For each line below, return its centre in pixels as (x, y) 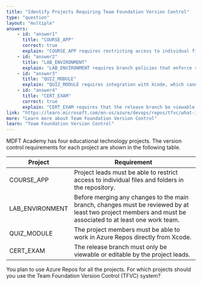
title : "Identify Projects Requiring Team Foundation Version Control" (98, 12)
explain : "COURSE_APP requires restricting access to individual (106, 51)
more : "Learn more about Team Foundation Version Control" (82, 118)
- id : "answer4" (38, 90)
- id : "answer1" (38, 34)
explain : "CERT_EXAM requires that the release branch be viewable (109, 107)
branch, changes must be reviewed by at (132, 205)
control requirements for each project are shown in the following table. (93, 148)
